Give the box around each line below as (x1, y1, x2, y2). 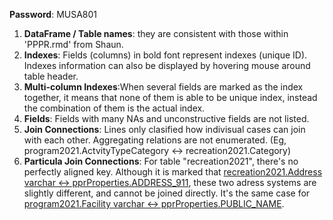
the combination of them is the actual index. (23, 102, 206, 114)
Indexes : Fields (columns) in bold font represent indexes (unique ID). (23, 49, 308, 61)
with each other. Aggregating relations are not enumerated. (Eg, (23, 134, 287, 146)
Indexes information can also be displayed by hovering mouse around (23, 60, 311, 71)
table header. (23, 70, 79, 82)
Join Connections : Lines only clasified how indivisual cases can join (23, 124, 306, 135)
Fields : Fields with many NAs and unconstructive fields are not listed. (23, 113, 310, 124)
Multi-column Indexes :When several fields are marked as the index (23, 81, 304, 93)
